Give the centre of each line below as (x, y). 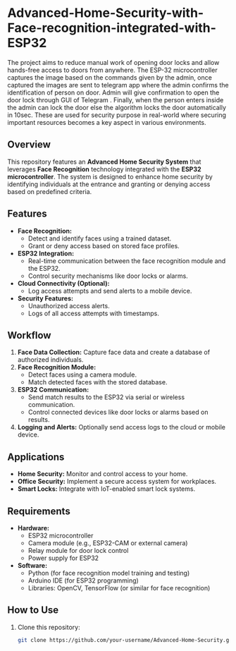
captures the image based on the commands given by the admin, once (110, 77)
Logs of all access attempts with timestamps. (94, 313)
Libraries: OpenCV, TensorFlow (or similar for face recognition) (119, 588)
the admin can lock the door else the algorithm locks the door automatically (117, 107)
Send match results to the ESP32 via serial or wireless (106, 397)
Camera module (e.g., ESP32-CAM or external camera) (108, 543)
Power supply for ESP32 (63, 558)
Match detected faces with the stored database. (98, 382)
